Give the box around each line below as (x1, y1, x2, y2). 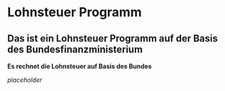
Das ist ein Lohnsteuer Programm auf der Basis (7, 32, 218, 44)
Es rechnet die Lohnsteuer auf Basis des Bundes (7, 62, 152, 71)
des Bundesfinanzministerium (7, 43, 143, 55)
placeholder (7, 75, 42, 84)
